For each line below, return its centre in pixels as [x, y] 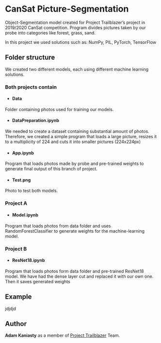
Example [18, 297]
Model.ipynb [25, 215]
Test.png [21, 180]
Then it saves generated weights [38, 281]
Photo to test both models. [32, 191]
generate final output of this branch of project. [51, 169]
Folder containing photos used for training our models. [59, 109]
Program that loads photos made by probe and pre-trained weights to [74, 163]
